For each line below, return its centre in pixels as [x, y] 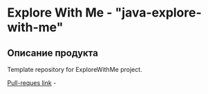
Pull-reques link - [32, 83]
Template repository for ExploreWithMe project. [75, 69]
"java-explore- [158, 13]
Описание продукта [53, 53]
